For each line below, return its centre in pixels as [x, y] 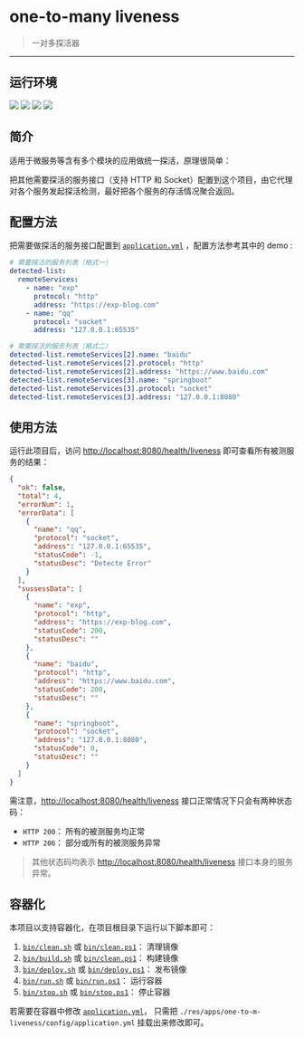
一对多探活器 [55, 43]
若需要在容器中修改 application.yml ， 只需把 [94, 1012]
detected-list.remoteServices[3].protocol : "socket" [111, 388]
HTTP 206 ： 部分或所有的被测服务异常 [91, 842]
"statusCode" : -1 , [68, 555]
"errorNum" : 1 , [46, 504]
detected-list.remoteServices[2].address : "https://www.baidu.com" [139, 371]
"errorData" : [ [46, 513]
